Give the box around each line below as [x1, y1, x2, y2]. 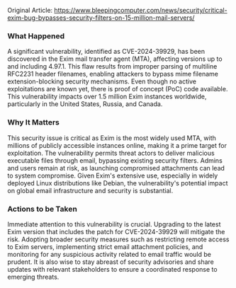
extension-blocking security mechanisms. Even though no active [7, 77, 197, 86]
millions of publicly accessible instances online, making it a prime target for [7, 141, 227, 149]
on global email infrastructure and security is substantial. [7, 186, 174, 195]
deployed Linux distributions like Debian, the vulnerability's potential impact [7, 178, 228, 187]
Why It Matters [7, 117, 60, 127]
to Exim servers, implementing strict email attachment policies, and [7, 242, 203, 250]
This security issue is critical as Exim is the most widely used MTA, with [7, 134, 216, 142]
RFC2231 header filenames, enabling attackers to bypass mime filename [7, 70, 218, 79]
